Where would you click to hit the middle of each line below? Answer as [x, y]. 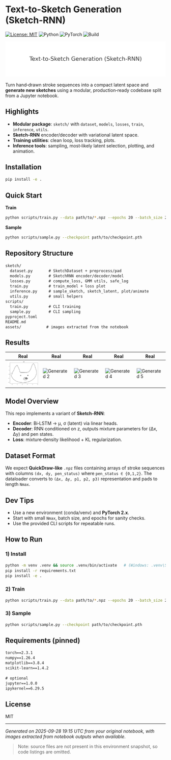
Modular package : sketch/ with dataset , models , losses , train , [78, 124]
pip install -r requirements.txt [41, 571]
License [18, 704]
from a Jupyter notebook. [32, 95]
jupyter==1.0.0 [21, 683]
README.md [16, 322]
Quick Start [24, 195]
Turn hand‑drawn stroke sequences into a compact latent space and [77, 85]
